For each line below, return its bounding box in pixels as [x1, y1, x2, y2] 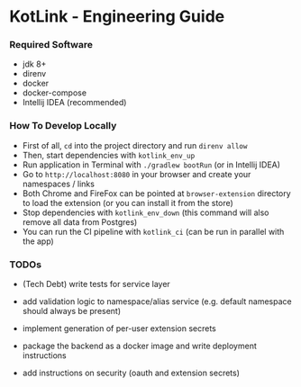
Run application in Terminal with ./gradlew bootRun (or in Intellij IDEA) [22, 159, 281, 170]
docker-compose [22, 87, 87, 98]
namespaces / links [22, 178, 95, 189]
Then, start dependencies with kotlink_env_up [22, 149, 196, 160]
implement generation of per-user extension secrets [22, 323, 216, 334]
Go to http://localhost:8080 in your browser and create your [22, 168, 251, 179]
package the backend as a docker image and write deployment [22, 340, 257, 352]
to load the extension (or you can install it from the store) [22, 197, 234, 208]
